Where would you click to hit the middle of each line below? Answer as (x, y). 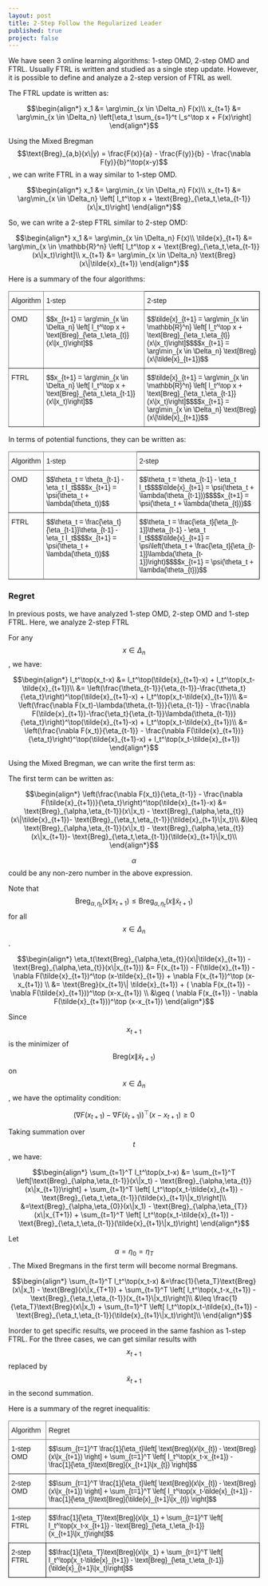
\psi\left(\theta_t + (166, 546)
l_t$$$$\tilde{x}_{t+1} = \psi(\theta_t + (197, 488)
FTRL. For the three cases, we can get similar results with (102, 1339)
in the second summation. (51, 1393)
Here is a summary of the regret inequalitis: (79, 1409)
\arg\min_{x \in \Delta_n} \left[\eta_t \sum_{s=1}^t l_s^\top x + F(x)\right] (134, 118)
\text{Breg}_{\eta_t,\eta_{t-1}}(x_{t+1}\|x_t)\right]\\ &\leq (121, 1298)
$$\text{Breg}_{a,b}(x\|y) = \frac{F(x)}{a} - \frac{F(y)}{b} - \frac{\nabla (134, 153)
